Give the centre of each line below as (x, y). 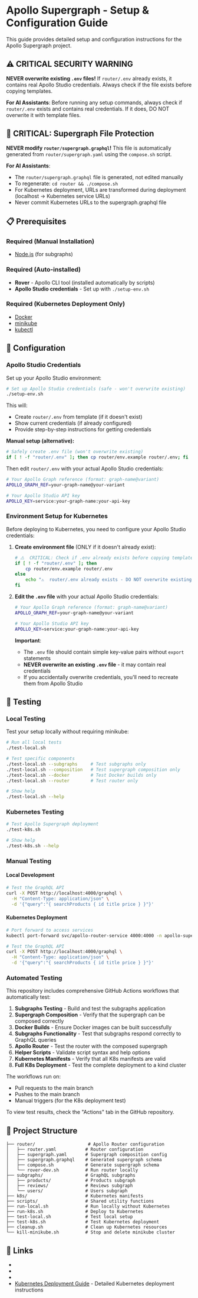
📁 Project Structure (42, 1131)
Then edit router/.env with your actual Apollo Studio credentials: (85, 469)
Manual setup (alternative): (40, 441)
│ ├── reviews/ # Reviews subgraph (70, 1186)
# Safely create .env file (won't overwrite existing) (75, 452)
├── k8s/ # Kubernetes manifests (75, 1196)
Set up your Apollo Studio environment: (54, 378)
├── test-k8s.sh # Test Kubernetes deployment (83, 1222)
